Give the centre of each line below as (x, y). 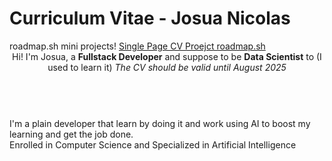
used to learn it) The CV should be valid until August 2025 (167, 67)
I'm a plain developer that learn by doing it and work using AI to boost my (160, 123)
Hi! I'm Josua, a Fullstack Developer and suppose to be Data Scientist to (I (167, 56)
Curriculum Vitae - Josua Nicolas (150, 18)
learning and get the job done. (71, 134)
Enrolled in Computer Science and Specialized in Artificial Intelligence (153, 144)
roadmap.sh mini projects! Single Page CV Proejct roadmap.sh (137, 46)
